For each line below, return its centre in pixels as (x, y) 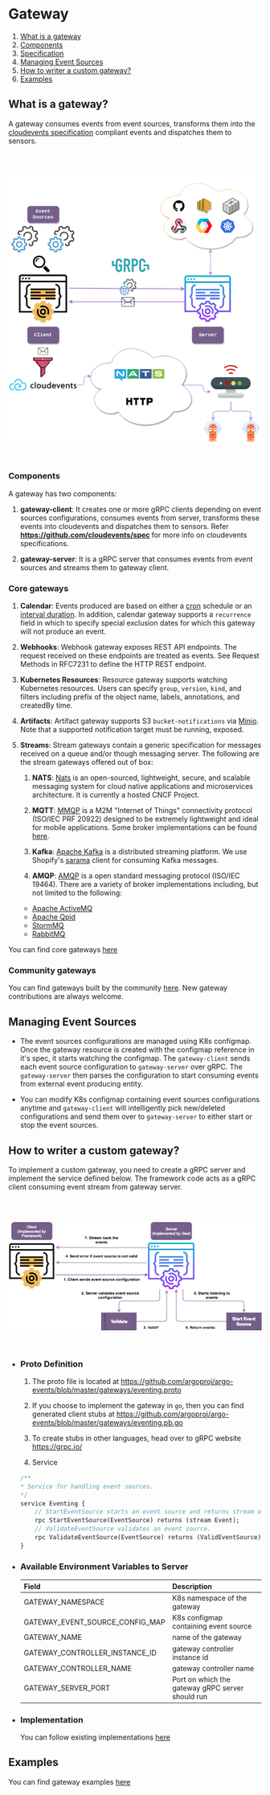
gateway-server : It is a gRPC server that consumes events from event (136, 559)
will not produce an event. (63, 631)
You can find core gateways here (63, 950)
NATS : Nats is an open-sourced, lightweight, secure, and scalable (141, 778)
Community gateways (52, 970)
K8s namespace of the (210, 1598)
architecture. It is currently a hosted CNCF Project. (115, 795)
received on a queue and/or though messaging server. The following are (139, 754)
